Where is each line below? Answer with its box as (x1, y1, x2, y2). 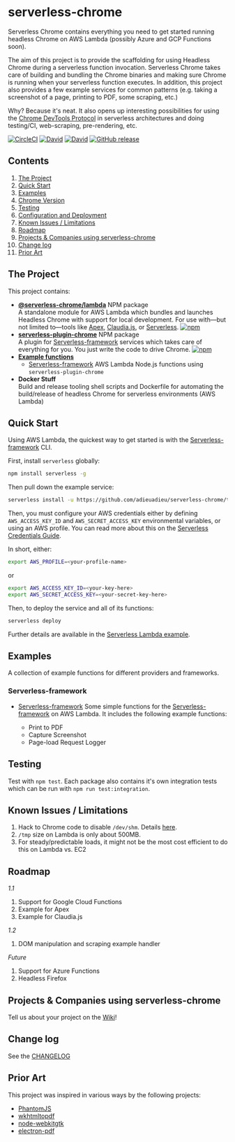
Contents (8, 155, 50, 167)
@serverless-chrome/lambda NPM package (17, 300, 149, 308)
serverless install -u (8, 497, 74, 504)
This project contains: (8, 287, 70, 295)
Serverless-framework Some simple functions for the (17, 702, 172, 711)
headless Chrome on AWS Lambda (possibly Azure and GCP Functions (8, 34, 212, 43)
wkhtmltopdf (17, 1111, 55, 1120)
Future (8, 953, 27, 962)
